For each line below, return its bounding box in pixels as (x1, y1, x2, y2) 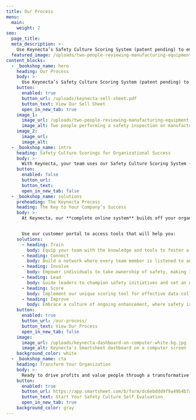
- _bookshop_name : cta (11, 356, 66, 362)
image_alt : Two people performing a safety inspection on (21, 123, 166, 129)
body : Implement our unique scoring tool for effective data (27, 291, 179, 297)
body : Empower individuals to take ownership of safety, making (27, 269, 187, 275)
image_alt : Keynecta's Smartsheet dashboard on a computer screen (21, 345, 187, 351)
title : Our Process (6, 8, 54, 15)
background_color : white (16, 350, 77, 357)
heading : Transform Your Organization (16, 362, 111, 367)
